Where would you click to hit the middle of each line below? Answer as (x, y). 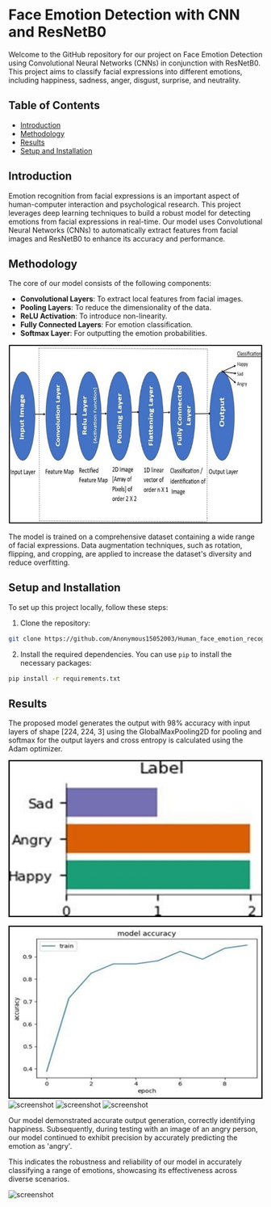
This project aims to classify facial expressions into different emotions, (125, 71)
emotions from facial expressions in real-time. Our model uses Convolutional (135, 221)
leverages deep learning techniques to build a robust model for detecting (130, 212)
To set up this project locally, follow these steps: (88, 607)
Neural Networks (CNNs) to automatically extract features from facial (123, 230)
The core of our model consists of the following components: (110, 284)
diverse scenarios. (39, 1179)
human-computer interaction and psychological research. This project (125, 204)
